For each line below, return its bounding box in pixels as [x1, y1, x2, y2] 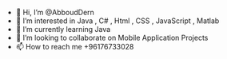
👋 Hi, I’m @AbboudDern [15, 8, 94, 17]
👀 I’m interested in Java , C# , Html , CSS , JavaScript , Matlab [15, 16, 220, 26]
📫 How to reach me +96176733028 [15, 42, 134, 51]
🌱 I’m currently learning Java [15, 25, 111, 33]
